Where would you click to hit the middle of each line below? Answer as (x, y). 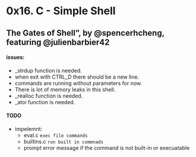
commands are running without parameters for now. (78, 83)
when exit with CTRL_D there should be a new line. (77, 77)
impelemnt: (29, 128)
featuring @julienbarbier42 (58, 42)
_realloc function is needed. (49, 96)
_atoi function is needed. (45, 102)
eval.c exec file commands (56, 135)
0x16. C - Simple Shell (61, 11)
